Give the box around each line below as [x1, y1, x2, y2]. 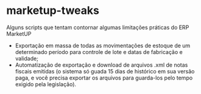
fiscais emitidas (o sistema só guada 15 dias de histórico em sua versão [15, 67, 195, 75]
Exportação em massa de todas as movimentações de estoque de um [15, 42, 191, 49]
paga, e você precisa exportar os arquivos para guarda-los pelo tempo [15, 74, 193, 81]
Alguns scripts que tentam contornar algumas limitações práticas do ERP [6, 24, 189, 31]
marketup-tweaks [6, 4, 99, 18]
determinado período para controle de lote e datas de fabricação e [15, 48, 183, 55]
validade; [15, 55, 38, 62]
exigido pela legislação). [15, 80, 77, 88]
